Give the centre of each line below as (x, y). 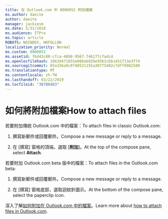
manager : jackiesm (24, 24)
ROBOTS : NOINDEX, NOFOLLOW (33, 43)
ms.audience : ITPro (26, 33)
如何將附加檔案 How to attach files (76, 111)
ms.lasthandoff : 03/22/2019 (35, 80)
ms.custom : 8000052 (26, 52)
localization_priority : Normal (38, 47)
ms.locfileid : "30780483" (32, 84)
